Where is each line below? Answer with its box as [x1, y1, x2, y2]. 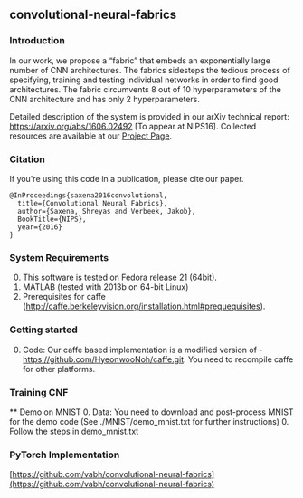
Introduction [9, 34, 65, 47]
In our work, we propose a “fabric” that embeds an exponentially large [9, 54, 271, 66]
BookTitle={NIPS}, [17, 215, 88, 224]
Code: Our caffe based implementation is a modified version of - [22, 344, 263, 355]
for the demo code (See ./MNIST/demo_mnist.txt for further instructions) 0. [9, 416, 289, 426]
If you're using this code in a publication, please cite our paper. [9, 173, 244, 184]
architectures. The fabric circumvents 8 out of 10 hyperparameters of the [9, 83, 282, 94]
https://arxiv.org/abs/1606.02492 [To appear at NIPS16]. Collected [9, 120, 257, 131]
